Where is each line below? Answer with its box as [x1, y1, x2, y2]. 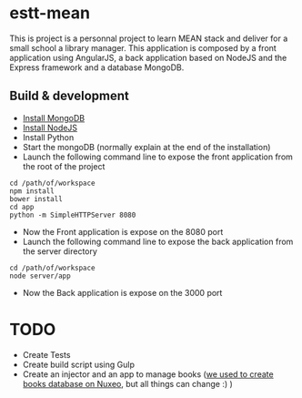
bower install [9, 194, 64, 203]
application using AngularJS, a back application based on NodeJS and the [9, 52, 287, 63]
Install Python [22, 131, 75, 143]
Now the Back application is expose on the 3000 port [22, 287, 223, 298]
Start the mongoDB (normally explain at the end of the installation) [22, 141, 271, 152]
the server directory [22, 245, 98, 257]
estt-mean [9, 3, 91, 24]
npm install [9, 186, 55, 196]
